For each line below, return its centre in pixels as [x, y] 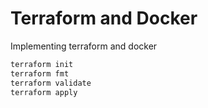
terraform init [42, 64]
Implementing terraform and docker [84, 46]
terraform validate [51, 83]
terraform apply [44, 92]
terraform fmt [40, 73]
